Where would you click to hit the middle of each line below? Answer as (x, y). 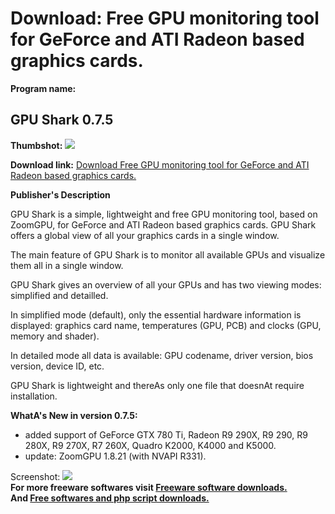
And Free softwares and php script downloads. (110, 498)
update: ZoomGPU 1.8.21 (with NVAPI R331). (115, 456)
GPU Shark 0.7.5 (62, 120)
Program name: (43, 88)
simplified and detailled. (59, 295)
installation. (34, 396)
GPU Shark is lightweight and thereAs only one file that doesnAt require (157, 385)
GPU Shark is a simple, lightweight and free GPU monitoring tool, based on (164, 214)
